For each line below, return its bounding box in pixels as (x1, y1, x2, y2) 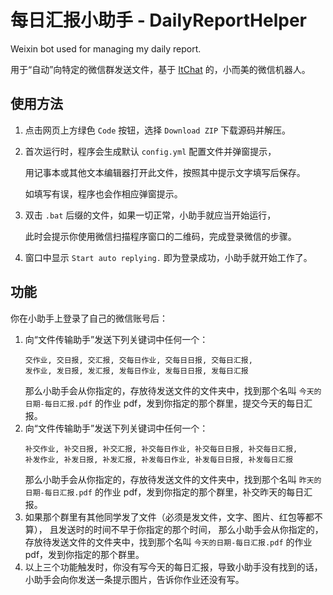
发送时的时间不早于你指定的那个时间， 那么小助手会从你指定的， (58, 523, 324, 535)
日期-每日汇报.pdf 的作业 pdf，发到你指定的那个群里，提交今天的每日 (24, 397, 305, 409)
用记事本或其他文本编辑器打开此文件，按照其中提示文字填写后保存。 (24, 166, 306, 178)
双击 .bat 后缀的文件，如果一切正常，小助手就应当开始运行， (24, 209, 277, 221)
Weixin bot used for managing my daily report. (10, 42, 202, 55)
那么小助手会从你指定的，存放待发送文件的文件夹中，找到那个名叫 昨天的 (24, 473, 322, 485)
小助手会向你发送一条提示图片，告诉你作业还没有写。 (24, 573, 245, 585)
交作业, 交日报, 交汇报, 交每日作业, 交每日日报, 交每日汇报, (24, 355, 253, 365)
